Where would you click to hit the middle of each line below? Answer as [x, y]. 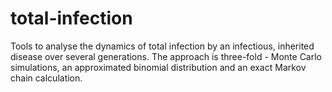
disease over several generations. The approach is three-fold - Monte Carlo [166, 56]
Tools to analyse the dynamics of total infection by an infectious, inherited [162, 46]
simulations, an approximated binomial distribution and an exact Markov [158, 67]
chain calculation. [46, 78]
